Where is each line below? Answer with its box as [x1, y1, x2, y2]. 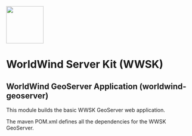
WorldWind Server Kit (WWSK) [6, 58, 164, 71]
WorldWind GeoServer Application [6, 81, 138, 91]
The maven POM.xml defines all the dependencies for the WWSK [6, 118, 166, 125]
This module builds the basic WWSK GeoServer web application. [6, 107, 165, 113]
